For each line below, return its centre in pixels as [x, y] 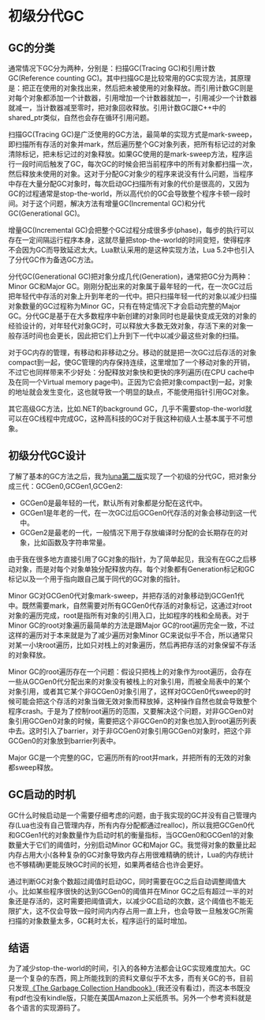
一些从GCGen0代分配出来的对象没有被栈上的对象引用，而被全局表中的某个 [129, 681]
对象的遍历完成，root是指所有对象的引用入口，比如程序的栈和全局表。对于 [129, 615]
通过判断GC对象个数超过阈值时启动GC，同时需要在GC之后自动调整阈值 [124, 881]
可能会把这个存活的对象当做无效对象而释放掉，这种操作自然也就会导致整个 [136, 701]
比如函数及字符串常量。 [72, 542]
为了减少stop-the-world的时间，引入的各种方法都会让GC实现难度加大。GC [129, 969]
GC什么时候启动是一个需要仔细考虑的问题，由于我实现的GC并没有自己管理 [129, 815]
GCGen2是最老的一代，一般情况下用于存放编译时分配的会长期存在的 [130, 532]
